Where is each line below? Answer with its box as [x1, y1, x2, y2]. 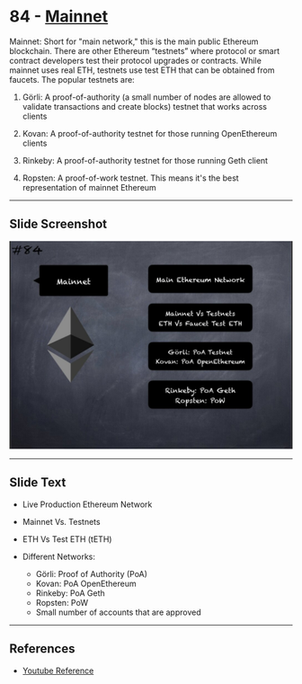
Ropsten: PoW [35, 597, 88, 608]
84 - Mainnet [9, 6, 109, 27]
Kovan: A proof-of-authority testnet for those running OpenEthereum [22, 128, 278, 138]
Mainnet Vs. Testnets [22, 516, 101, 527]
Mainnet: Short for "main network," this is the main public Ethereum [9, 36, 259, 47]
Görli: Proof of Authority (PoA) [35, 568, 148, 579]
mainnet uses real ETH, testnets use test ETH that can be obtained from [9, 65, 275, 76]
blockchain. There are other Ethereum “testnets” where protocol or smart [9, 45, 280, 56]
